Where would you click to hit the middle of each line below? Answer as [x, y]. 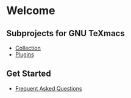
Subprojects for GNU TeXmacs [65, 33]
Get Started [29, 74]
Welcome [31, 11]
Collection [28, 48]
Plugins [25, 55]
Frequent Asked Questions [48, 88]
